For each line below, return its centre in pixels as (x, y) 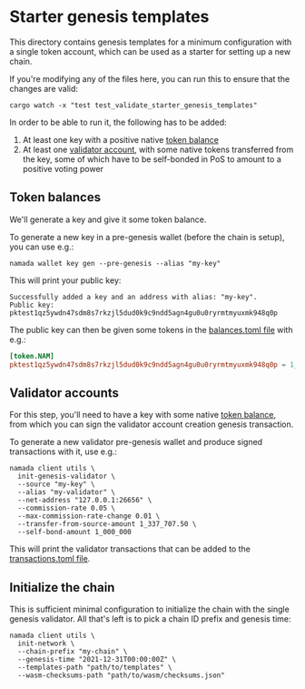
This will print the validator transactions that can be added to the (130, 549)
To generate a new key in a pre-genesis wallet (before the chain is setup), (147, 237)
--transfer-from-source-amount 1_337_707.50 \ (107, 524)
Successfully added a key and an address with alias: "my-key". (133, 297)
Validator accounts (64, 393)
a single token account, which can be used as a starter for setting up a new (150, 51)
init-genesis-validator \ (67, 476)
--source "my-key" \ (56, 484)
